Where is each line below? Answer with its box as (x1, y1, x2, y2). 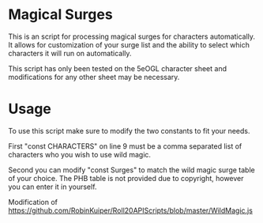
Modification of (8, 197, 58, 206)
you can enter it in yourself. (8, 182, 97, 191)
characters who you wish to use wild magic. (8, 149, 152, 159)
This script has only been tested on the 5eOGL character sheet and (8, 63, 227, 73)
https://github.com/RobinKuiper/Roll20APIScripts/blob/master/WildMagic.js (8, 206, 253, 215)
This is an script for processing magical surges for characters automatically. (8, 32, 255, 41)
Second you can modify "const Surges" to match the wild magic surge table (8, 164, 255, 175)
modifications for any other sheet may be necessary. (8, 72, 180, 81)
